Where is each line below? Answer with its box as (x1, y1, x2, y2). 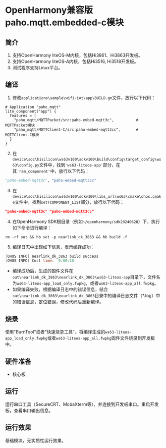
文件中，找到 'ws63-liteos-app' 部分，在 (39, 162, 120, 168)
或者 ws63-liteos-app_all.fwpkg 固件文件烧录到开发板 (47, 335, 155, 341)
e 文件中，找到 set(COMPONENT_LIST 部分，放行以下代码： (12, 199, 124, 205)
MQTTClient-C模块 (5, 132, 40, 137)
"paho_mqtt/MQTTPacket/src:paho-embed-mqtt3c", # (14, 117, 139, 122)
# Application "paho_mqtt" (5, 105, 61, 110)
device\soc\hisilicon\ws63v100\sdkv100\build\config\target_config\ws (12, 157, 162, 162)
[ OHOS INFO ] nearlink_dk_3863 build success (5, 254, 99, 259)
